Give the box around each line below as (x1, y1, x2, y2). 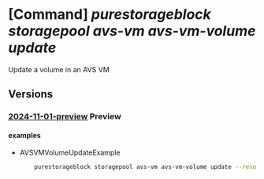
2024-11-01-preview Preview (8, 111, 122, 122)
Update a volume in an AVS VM (8, 64, 110, 74)
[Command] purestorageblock (8, 5, 211, 24)
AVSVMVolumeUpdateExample (19, 148, 121, 158)
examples (8, 130, 41, 140)
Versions (8, 88, 54, 101)
